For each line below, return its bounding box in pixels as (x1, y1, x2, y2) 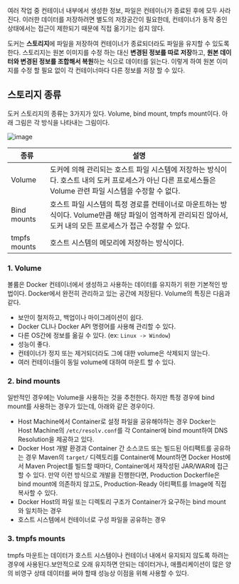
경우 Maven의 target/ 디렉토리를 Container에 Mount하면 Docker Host (25, 453, 225, 462)
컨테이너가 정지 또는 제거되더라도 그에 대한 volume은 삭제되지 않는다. (17, 349, 211, 358)
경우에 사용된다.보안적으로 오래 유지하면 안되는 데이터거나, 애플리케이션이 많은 (7, 560, 224, 568)
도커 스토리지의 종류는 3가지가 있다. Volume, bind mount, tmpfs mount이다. (7, 109, 221, 118)
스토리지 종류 (7, 89, 62, 101)
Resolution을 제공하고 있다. (17, 435, 95, 444)
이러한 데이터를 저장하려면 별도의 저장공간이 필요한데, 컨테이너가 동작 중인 (22, 15, 228, 24)
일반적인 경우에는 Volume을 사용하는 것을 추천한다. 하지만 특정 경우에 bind (7, 393, 215, 402)
